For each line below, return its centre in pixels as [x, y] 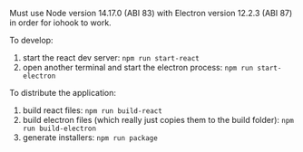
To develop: [31, 40]
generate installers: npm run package [90, 138]
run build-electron [59, 128]
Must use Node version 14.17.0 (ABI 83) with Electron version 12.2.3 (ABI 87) [151, 13]
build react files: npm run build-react [93, 110]
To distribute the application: [63, 93]
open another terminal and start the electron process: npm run [138, 67]
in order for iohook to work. [60, 23]
